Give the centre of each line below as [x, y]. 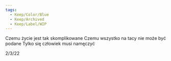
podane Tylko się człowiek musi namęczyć [50, 44]
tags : [11, 10]
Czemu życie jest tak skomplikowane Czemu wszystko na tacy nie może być [86, 38]
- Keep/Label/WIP [28, 24]
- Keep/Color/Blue [30, 15]
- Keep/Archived [27, 19]
